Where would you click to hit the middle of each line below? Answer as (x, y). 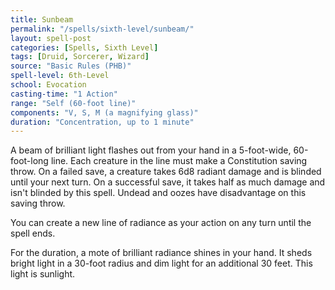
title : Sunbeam (42, 19)
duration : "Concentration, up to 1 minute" (102, 122)
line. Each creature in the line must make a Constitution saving (179, 161)
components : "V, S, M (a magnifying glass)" (104, 112)
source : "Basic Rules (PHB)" (71, 66)
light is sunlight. (43, 274)
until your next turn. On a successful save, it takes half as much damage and (168, 182)
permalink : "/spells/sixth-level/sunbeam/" (102, 29)
